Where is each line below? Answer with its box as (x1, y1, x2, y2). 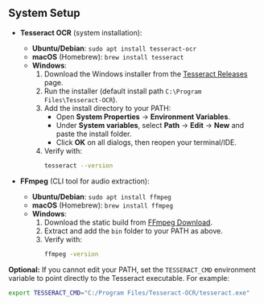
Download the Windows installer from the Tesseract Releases (43, 68, 248, 79)
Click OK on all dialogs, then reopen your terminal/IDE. (56, 137, 237, 147)
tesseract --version (43, 161, 113, 170)
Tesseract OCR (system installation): (19, 27, 142, 37)
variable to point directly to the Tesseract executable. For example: (8, 273, 230, 282)
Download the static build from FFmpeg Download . (43, 217, 213, 227)
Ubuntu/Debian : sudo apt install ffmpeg (31, 192, 171, 201)
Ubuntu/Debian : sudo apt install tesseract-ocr (31, 43, 197, 53)
